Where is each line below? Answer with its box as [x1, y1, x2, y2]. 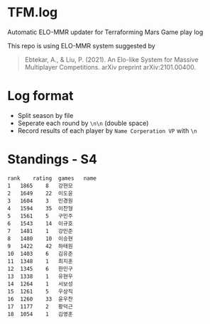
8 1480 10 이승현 [7, 235, 73, 242]
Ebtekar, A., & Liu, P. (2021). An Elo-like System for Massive [24, 55, 199, 64]
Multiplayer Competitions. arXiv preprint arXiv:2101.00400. [24, 63, 197, 71]
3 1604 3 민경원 [7, 197, 73, 205]
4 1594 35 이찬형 [7, 205, 73, 212]
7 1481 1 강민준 [7, 227, 73, 234]
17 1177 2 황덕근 [7, 303, 73, 310]
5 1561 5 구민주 [7, 212, 73, 220]
